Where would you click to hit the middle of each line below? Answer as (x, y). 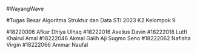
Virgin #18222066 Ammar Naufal (47, 45)
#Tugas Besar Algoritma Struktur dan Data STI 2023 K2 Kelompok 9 (91, 20)
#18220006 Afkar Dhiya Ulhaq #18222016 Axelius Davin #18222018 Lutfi (97, 32)
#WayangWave (25, 9)
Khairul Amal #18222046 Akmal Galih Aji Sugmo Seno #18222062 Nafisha (98, 38)
